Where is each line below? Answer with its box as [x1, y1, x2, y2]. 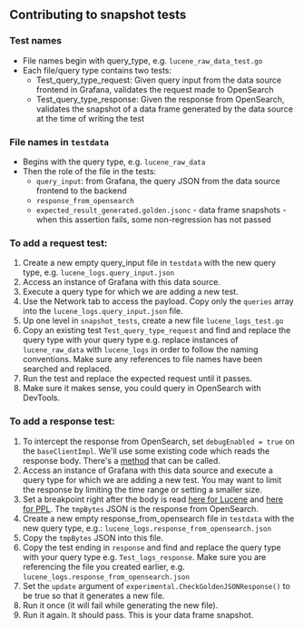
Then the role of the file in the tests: [22, 165, 157, 176]
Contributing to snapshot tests [9, 7, 187, 23]
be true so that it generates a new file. [22, 590, 165, 601]
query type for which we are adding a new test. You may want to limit [22, 474, 282, 485]
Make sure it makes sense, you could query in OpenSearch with [22, 383, 261, 394]
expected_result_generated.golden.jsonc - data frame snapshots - [35, 204, 287, 215]
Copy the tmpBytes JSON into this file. [22, 532, 164, 543]
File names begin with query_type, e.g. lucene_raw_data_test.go [22, 54, 263, 66]
